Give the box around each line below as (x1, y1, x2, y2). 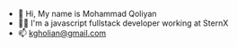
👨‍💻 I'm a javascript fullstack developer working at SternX (17, 18, 229, 28)
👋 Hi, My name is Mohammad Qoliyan (17, 9, 157, 19)
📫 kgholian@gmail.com (17, 27, 107, 38)
